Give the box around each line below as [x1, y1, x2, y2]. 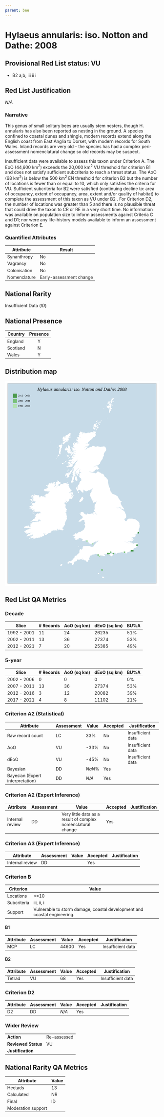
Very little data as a [61, 811, 100, 817]
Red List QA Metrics [5, 595, 67, 603]
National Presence [5, 317, 62, 325]
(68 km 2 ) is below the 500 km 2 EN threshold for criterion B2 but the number [5, 174, 158, 181]
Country [7, 331, 25, 337]
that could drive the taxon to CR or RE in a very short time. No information [5, 207, 153, 213]
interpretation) [7, 778, 37, 784]
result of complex [61, 816, 97, 822]
